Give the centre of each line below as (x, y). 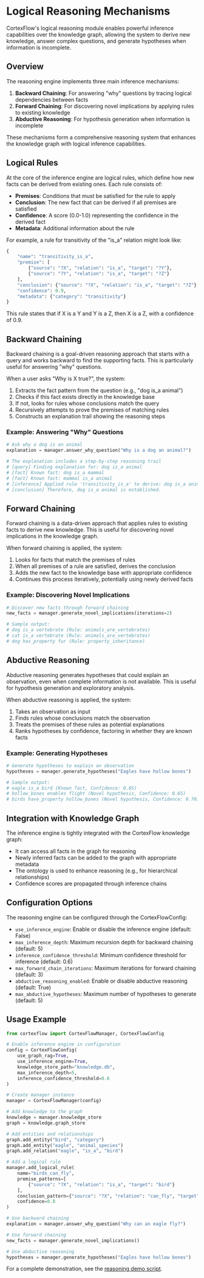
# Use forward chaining (36, 1235)
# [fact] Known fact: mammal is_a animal (59, 478)
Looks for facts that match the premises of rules (75, 560)
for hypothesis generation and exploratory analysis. (71, 688)
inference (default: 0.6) (44, 961)
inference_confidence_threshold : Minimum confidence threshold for (100, 955)
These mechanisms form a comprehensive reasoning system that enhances (101, 137)
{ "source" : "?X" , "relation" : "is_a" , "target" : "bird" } (101, 1185)
